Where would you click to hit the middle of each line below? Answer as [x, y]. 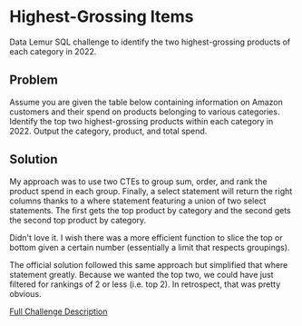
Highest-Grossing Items [102, 17]
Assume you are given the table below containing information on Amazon [146, 102]
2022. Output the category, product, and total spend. [108, 131]
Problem [34, 80]
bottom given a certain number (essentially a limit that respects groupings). [150, 247]
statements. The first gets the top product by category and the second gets [151, 210]
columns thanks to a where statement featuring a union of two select [138, 201]
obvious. [26, 293]
